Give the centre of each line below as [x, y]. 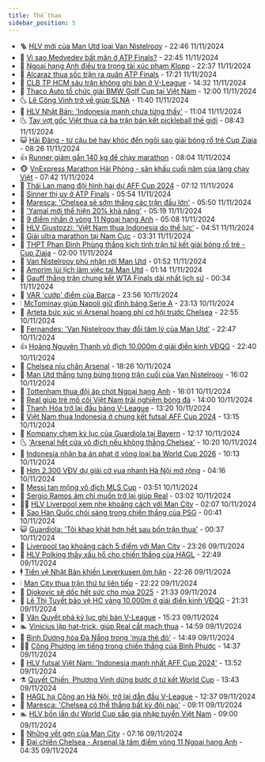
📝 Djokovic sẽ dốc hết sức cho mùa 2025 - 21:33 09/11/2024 [118, 592]
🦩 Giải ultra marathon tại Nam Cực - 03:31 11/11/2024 [105, 236]
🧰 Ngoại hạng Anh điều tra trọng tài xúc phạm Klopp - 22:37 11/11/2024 [135, 66]
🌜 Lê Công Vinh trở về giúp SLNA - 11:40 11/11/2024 [104, 100]
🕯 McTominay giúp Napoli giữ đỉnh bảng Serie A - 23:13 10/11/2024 [127, 303]
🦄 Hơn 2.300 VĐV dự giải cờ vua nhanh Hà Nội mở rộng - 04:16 [123, 470]
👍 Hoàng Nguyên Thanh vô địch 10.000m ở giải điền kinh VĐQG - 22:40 [138, 346]
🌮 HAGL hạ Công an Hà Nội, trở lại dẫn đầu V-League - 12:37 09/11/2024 [137, 696]
